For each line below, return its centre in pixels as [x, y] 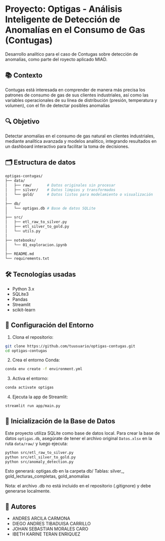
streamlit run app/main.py [33, 406]
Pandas [20, 299]
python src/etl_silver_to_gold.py [41, 457]
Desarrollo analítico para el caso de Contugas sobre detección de [72, 54]
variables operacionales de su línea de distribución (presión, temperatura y [81, 100]
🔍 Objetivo [22, 122]
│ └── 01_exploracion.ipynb [36, 245]
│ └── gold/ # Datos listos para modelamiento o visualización [79, 194]
